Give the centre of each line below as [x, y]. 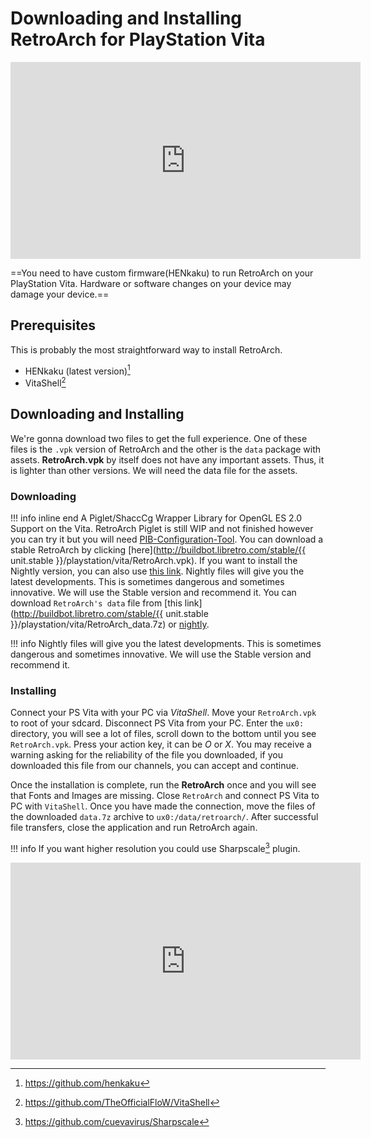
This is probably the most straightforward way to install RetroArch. [146, 349]
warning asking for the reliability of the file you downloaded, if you [146, 755]
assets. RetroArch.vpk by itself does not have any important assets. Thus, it [167, 459]
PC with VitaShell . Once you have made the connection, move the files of [163, 806]
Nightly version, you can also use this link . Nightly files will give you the [157, 571]
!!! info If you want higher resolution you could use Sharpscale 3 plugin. [155, 848]
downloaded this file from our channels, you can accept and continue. [154, 766]
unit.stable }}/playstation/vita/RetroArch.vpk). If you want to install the [154, 561]
